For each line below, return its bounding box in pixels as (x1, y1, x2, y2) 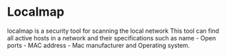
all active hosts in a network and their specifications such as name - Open (7, 33, 216, 42)
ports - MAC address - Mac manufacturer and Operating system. (7, 41, 190, 49)
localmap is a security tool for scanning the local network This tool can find (7, 27, 219, 35)
